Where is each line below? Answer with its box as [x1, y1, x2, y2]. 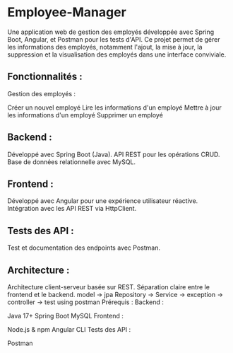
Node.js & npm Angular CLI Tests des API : [7, 325, 131, 333]
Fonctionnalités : [7, 71, 83, 83]
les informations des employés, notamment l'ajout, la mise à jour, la [7, 42, 203, 51]
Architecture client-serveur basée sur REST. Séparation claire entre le [7, 283, 210, 291]
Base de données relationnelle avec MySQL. [7, 157, 136, 166]
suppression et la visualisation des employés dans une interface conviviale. [7, 50, 227, 59]
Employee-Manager [7, 4, 127, 21]
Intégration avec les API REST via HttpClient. [7, 204, 137, 213]
